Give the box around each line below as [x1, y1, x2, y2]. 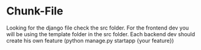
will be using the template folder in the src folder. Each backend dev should [6, 30, 196, 37]
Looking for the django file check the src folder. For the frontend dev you [6, 24, 189, 31]
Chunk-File [6, 4, 64, 18]
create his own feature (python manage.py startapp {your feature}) [6, 37, 174, 44]
